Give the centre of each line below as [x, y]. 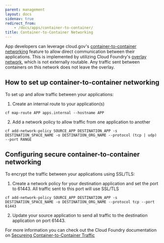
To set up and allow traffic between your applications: [59, 94]
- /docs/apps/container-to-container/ [54, 28]
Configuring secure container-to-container [72, 155]
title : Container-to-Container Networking [49, 32]
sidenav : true [20, 19]
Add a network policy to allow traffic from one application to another [81, 122]
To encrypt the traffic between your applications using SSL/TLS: [70, 174]
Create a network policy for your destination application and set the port [85, 183]
